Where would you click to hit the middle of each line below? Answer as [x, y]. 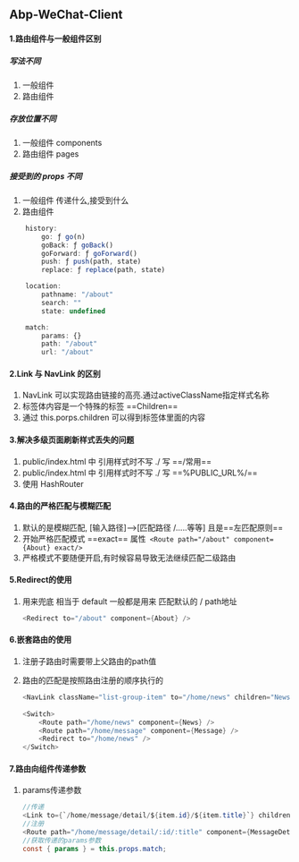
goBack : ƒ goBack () [78, 245]
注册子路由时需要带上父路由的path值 [89, 661]
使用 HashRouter [53, 483]
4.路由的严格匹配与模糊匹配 [60, 506]
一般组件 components [62, 142]
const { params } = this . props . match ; [94, 849]
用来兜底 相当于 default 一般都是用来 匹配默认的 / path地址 [129, 601]
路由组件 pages [50, 154]
